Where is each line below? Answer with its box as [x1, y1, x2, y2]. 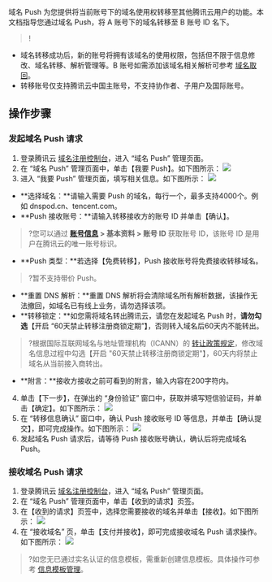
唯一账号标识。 [71, 238, 122, 248]
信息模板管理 [37, 564, 81, 574]
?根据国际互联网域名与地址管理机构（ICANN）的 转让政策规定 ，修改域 [28, 338, 264, 348]
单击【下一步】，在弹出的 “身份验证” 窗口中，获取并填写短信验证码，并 [19, 393, 256, 402]
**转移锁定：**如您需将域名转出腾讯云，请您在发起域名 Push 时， [19, 311, 241, 320]
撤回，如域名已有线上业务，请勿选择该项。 [27, 300, 171, 311]
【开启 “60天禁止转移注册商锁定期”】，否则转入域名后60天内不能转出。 [27, 320, 264, 331]
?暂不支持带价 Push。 [28, 273, 101, 283]
